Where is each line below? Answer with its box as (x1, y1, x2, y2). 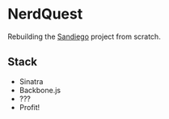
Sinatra (19, 76, 44, 86)
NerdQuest (7, 5, 83, 23)
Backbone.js (19, 85, 61, 95)
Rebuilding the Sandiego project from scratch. (7, 32, 161, 41)
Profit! (19, 102, 40, 112)
